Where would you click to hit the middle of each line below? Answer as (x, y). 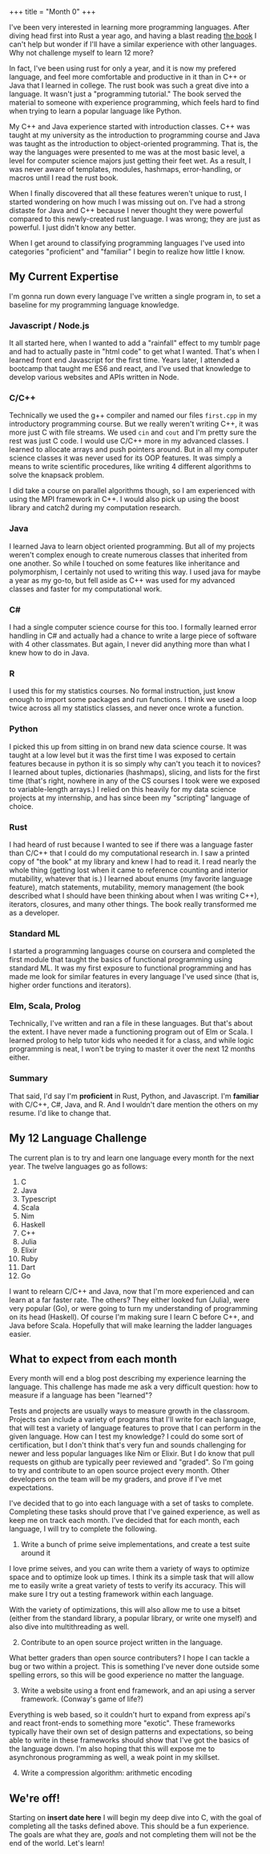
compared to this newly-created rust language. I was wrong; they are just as (135, 219)
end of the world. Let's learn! (57, 1844)
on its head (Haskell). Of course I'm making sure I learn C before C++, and (132, 1317)
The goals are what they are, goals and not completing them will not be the (133, 1835)
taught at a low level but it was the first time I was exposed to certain (123, 755)
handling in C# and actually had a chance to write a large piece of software (133, 635)
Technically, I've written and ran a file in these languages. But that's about (131, 1023)
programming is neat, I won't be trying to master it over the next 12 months (132, 1049)
